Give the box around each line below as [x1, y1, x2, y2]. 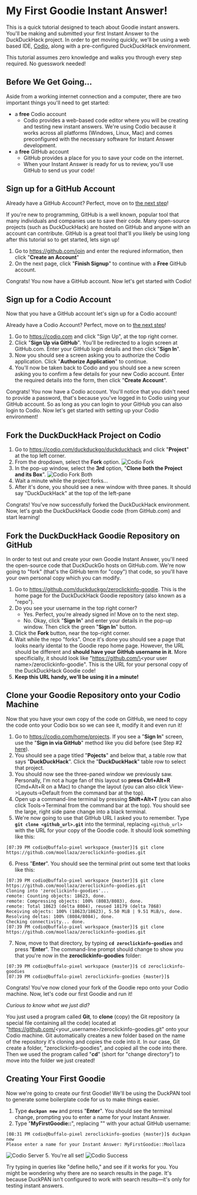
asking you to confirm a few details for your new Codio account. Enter [14, 370, 185, 378]
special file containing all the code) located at [6, 1019, 116, 1026]
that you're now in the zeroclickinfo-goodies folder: [14, 952, 142, 959]
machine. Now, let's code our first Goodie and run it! [6, 990, 133, 997]
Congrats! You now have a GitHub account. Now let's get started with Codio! [6, 277, 192, 284]
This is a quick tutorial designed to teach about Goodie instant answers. [6, 24, 180, 31]
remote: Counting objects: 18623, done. [6, 893, 107, 899]
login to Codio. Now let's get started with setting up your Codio [6, 407, 159, 414]
